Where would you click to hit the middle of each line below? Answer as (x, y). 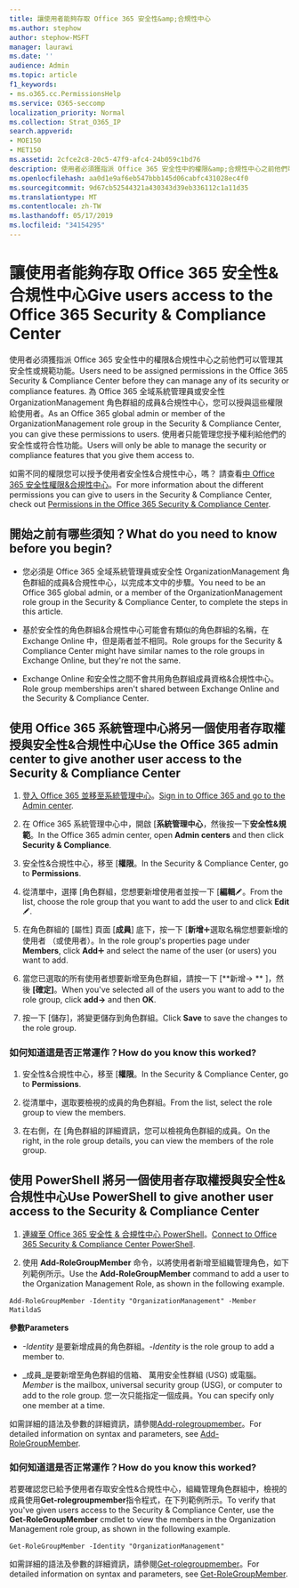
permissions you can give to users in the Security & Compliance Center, (141, 495)
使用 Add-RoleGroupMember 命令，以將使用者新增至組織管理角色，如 (152, 1262)
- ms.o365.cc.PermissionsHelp (65, 93)
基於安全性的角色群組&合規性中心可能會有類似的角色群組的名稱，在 (145, 629)
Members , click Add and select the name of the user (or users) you (149, 951)
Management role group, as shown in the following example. (120, 1528)
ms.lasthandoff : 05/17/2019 (61, 216)
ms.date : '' (31, 56)
